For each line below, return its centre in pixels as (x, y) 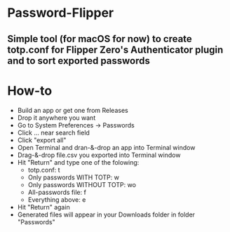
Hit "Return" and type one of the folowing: (78, 162)
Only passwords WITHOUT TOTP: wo (82, 184)
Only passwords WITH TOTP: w (73, 177)
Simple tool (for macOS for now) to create (100, 39)
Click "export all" (42, 140)
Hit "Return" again (43, 207)
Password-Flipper (61, 13)
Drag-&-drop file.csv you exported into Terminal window (99, 155)
